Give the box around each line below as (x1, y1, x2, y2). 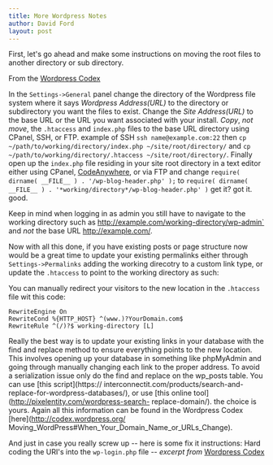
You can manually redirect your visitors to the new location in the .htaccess (8, 284, 260, 293)
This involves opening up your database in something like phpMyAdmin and (8, 354, 262, 363)
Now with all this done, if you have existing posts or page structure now (8, 241, 249, 252)
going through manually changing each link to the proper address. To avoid (8, 363, 260, 372)
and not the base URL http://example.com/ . (8, 226, 153, 236)
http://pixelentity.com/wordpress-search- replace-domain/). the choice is (11, 397, 258, 406)
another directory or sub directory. (8, 58, 124, 67)
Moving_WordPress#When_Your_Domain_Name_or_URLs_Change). (8, 423, 233, 432)
